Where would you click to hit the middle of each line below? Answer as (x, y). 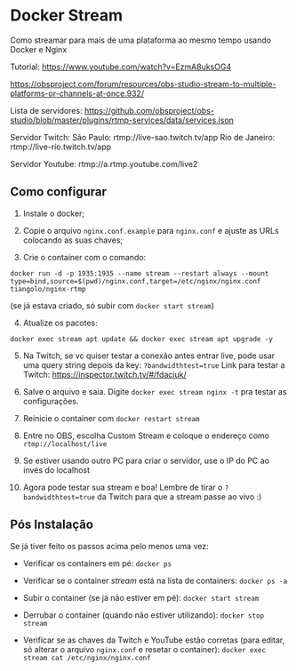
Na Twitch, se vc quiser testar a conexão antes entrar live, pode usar (149, 355)
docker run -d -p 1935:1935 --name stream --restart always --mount (140, 273)
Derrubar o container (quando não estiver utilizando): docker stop (144, 615)
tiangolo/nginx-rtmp (48, 289)
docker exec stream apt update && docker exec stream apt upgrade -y (142, 339)
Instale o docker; (54, 213)
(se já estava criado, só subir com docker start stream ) (112, 305)
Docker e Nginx (39, 49)
